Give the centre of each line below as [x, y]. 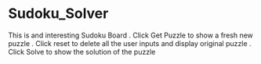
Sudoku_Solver [58, 14]
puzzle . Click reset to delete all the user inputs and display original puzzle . [130, 43]
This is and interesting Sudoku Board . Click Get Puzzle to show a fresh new [130, 35]
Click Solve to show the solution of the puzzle [82, 52]
